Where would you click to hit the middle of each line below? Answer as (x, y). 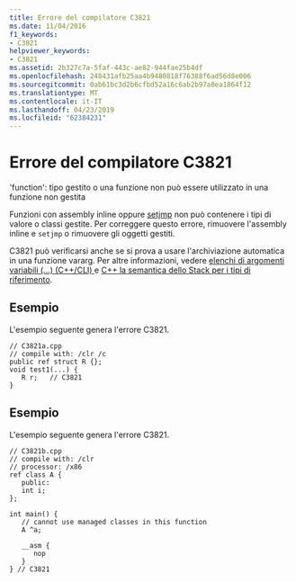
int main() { (34, 514)
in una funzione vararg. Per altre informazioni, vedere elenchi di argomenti (147, 261)
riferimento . (31, 280)
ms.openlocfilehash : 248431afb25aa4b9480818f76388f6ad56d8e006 (130, 76)
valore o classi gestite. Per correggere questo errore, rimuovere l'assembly (148, 224)
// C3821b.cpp (36, 451)
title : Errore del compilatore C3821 (80, 18)
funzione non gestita (48, 197)
